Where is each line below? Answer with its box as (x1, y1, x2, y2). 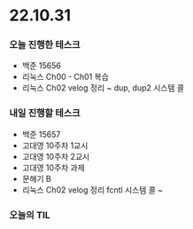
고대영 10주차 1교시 (21, 139, 89, 151)
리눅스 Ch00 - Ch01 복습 (21, 72, 109, 83)
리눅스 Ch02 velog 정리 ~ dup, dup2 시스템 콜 (21, 83, 184, 93)
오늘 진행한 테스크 (9, 39, 81, 51)
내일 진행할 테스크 (9, 107, 81, 120)
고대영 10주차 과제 (21, 162, 86, 173)
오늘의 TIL (9, 209, 50, 221)
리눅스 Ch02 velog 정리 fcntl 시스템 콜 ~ (21, 184, 164, 195)
